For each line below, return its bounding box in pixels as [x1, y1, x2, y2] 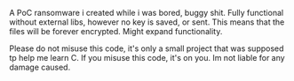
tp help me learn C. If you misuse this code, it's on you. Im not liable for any [9, 53, 286, 63]
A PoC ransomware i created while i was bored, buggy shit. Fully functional [9, 8, 284, 18]
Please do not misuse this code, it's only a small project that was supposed [9, 43, 284, 54]
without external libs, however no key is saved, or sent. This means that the [9, 17, 285, 27]
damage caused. [9, 62, 71, 72]
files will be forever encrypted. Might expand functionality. [9, 26, 223, 36]
